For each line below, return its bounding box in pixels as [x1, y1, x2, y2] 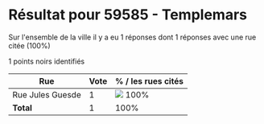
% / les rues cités [115, 75, 184, 86]
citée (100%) [8, 40, 51, 50]
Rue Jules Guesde [12, 89, 82, 100]
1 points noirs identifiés [8, 56, 85, 66]
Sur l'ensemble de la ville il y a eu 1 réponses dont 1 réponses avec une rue [8, 32, 257, 42]
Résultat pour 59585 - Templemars [8, 6, 248, 24]
